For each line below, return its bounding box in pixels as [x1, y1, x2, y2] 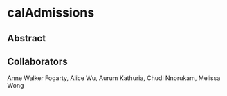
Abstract [7, 32, 46, 44]
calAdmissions [7, 5, 95, 21]
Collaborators [7, 55, 68, 67]
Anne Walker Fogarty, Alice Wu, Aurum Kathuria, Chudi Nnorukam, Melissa [7, 74, 221, 82]
